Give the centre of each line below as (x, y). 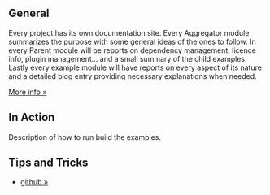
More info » (28, 92)
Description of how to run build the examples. (85, 136)
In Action (32, 117)
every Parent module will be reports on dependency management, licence (132, 50)
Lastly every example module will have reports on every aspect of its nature (135, 67)
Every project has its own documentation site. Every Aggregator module (129, 32)
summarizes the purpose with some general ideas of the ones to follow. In (132, 41)
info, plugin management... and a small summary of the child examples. (128, 58)
